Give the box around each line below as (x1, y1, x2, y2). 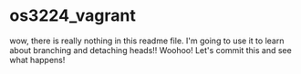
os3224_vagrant (9, 5, 137, 26)
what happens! (9, 54, 66, 65)
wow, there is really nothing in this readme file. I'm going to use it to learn (9, 35, 285, 46)
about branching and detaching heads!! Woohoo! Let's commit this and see (9, 44, 292, 55)
